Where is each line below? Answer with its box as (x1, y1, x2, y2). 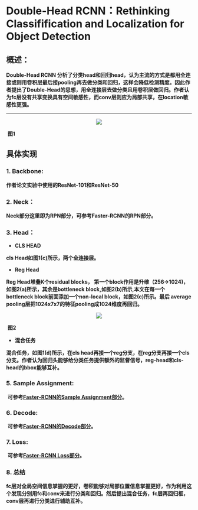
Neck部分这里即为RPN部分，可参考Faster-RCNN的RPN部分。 (6, 212, 157, 219)
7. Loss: (6, 437, 28, 446)
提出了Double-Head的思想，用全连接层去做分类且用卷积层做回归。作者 (11, 86, 184, 93)
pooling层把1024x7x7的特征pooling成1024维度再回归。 (6, 301, 143, 308)
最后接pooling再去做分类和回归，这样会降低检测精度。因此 (42, 79, 186, 86)
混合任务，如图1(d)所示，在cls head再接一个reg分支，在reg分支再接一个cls (6, 349, 190, 356)
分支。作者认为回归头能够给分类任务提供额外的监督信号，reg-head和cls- (6, 357, 184, 364)
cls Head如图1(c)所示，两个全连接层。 (6, 254, 99, 262)
